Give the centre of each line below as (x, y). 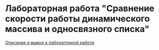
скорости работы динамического (78, 19)
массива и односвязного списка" (77, 29)
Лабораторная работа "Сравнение (80, 8)
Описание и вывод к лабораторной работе (50, 42)
